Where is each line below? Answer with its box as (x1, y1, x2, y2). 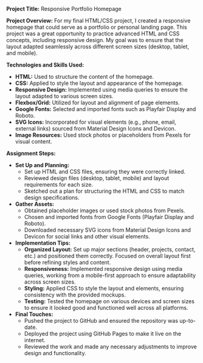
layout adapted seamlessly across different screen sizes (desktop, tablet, (6, 43, 190, 50)
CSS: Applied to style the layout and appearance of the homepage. (15, 79, 184, 87)
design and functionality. (24, 350, 86, 356)
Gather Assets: (15, 201, 55, 207)
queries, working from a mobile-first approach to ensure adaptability (24, 271, 196, 279)
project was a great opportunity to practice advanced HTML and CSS (6, 30, 180, 37)
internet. (24, 337, 46, 343)
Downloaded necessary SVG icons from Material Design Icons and (24, 226, 191, 234)
